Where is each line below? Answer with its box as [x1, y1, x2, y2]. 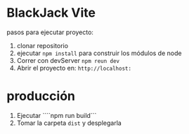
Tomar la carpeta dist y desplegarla [16, 119, 122, 127]
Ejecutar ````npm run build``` [16, 111, 97, 119]
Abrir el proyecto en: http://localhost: [16, 64, 131, 72]
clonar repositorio [16, 41, 68, 50]
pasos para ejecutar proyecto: [6, 28, 94, 36]
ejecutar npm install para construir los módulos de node [16, 49, 182, 57]
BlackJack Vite [6, 5, 96, 21]
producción [6, 89, 75, 104]
